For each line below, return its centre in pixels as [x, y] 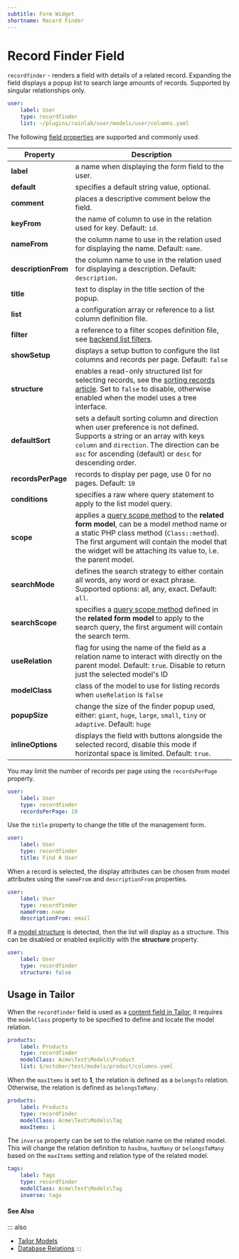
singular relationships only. [47, 90]
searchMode [33, 584]
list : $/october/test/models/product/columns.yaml [97, 1067]
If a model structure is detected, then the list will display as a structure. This [118, 932]
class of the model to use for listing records [148, 686]
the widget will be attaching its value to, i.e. [147, 551]
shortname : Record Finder [46, 21]
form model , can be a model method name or [151, 524]
